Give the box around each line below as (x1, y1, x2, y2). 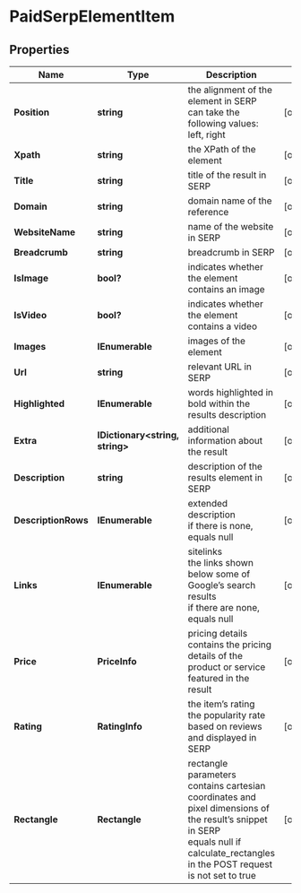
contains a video (187, 320, 258, 333)
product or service (187, 661, 266, 673)
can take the (187, 106, 240, 118)
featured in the (187, 672, 250, 684)
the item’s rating (187, 698, 255, 710)
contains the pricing (187, 638, 271, 651)
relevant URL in (187, 360, 253, 373)
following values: (187, 117, 259, 129)
